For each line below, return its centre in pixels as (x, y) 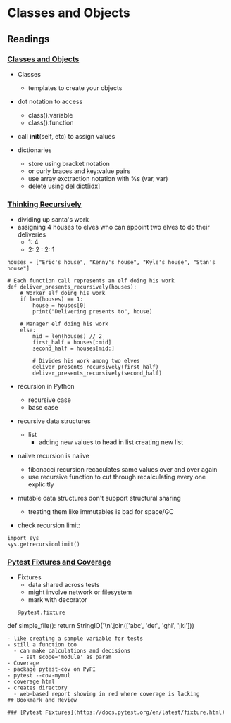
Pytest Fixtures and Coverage (59, 562)
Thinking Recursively (45, 204)
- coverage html (31, 682)
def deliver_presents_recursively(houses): (72, 287)
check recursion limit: (49, 525)
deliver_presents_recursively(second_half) (97, 373)
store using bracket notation (69, 163)
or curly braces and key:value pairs (79, 171)
